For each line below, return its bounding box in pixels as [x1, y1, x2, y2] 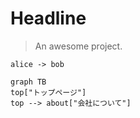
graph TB [10, 77, 47, 87]
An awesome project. [34, 40, 123, 52]
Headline [10, 7, 87, 30]
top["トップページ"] [10, 87, 87, 97]
